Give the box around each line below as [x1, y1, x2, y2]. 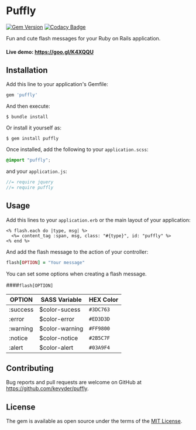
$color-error [39, 315, 75, 323]
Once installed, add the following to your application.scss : [6, 146, 149, 153]
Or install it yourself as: [6, 124, 61, 131]
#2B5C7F [88, 335, 110, 341]
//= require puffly [6, 185, 54, 190]
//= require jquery [6, 179, 54, 185]
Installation [6, 65, 48, 75]
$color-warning [39, 324, 84, 332]
